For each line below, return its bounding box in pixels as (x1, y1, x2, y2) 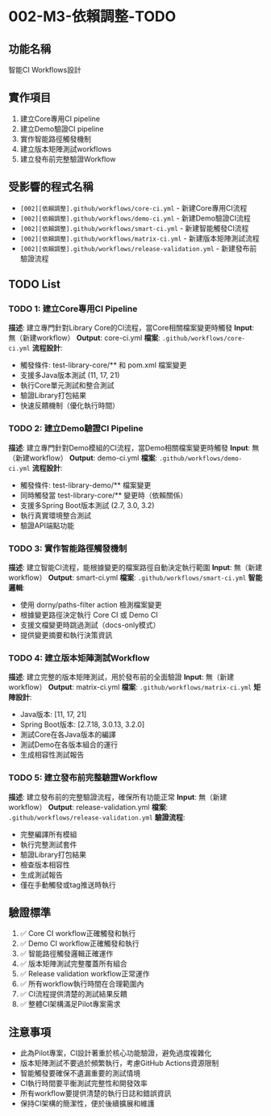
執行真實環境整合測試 (19, 510, 91, 520)
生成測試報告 (19, 870, 63, 879)
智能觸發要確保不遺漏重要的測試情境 (19, 1068, 141, 1078)
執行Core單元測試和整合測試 (19, 380, 115, 390)
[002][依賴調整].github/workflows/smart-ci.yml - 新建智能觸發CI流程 (19, 223, 249, 233)
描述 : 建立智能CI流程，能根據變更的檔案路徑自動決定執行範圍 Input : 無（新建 (8, 562, 263, 572)
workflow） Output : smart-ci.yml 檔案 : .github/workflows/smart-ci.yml (8, 573, 247, 582)
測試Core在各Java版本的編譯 (19, 730, 116, 740)
